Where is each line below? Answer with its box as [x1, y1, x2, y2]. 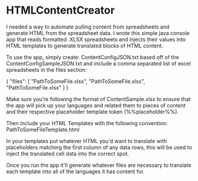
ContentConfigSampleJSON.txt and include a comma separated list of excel [6, 60, 191, 67]
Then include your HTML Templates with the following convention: [6, 119, 168, 126]
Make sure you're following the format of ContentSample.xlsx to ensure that [6, 96, 191, 103]
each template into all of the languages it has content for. [6, 167, 145, 175]
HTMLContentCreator [6, 4, 115, 17]
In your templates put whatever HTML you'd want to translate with [6, 137, 167, 144]
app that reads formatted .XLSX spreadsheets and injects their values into [6, 36, 186, 43]
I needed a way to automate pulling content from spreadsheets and [6, 23, 170, 30]
